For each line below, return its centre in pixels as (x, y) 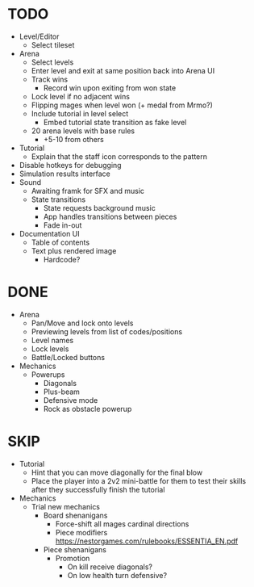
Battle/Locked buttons (68, 357)
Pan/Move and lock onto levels (82, 323)
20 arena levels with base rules (83, 131)
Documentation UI (49, 233)
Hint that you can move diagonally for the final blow (117, 472)
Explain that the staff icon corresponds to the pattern (119, 156)
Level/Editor (39, 36)
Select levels (52, 62)
